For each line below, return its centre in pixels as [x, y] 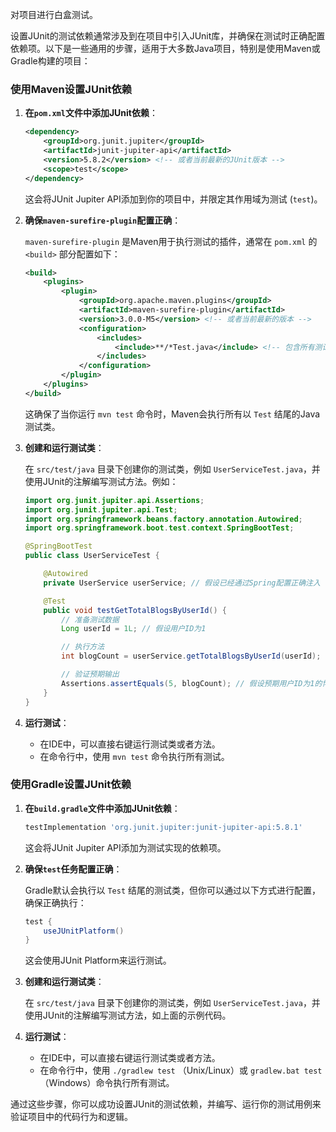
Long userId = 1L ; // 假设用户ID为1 [134, 629]
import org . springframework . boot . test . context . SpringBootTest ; [159, 528]
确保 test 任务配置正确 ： [73, 869]
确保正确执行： [55, 902]
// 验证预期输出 [90, 674]
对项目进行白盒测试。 [54, 14]
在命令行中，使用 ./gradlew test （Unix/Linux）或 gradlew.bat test [181, 1070]
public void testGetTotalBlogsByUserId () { [135, 610]
